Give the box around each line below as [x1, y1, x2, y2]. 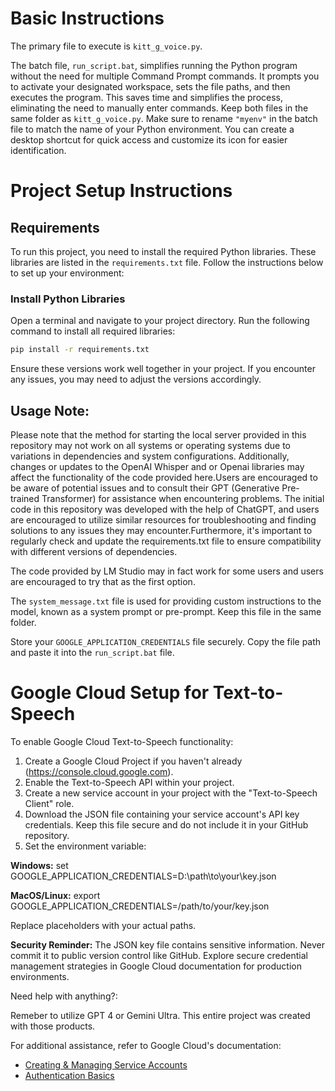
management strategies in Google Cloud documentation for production [10, 960, 302, 972]
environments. [10, 970, 70, 982]
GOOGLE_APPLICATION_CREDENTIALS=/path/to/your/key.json [10, 900, 270, 912]
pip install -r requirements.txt [10, 345, 150, 355]
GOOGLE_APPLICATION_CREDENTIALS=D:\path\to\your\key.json [10, 870, 277, 882]
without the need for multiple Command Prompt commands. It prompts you [10, 70, 320, 82]
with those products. [10, 1020, 96, 1032]
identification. [10, 144, 67, 156]
